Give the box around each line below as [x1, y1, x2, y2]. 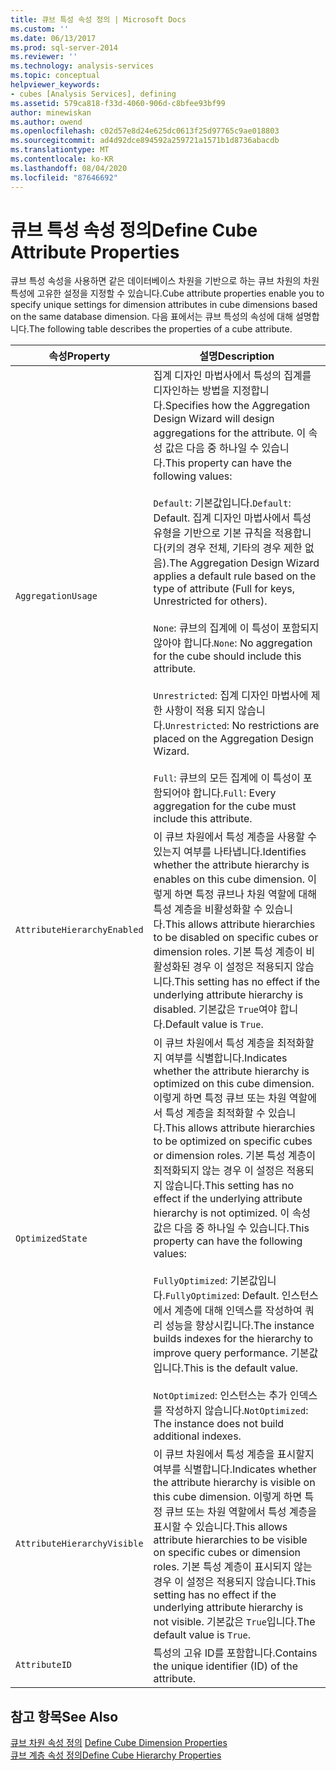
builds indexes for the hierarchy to [153, 1332, 314, 1346]
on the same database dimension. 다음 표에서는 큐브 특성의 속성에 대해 [10, 311, 294, 323]
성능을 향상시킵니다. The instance [164, 1319, 315, 1333]
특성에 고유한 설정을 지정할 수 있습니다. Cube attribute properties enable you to [10, 287, 325, 300]
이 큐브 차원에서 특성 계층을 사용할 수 [153, 830, 317, 844]
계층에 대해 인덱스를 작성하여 [174, 1304, 303, 1318]
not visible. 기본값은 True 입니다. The [153, 1615, 316, 1629]
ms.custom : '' [10, 24, 70, 34]
